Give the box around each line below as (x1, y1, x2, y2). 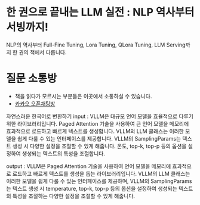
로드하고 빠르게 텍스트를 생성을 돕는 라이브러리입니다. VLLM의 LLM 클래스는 (12, 170, 190, 177)
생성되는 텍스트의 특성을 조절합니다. (21, 150, 106, 157)
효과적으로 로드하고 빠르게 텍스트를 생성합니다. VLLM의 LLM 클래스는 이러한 (6, 128, 184, 135)
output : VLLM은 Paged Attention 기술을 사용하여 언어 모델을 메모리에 (6, 162, 171, 170)
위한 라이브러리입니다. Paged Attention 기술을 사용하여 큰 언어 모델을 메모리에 (6, 120, 189, 127)
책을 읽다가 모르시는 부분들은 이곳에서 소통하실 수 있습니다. (14, 92, 152, 100)
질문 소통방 (6, 72, 57, 85)
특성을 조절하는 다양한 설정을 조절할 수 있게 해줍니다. (12, 192, 136, 200)
